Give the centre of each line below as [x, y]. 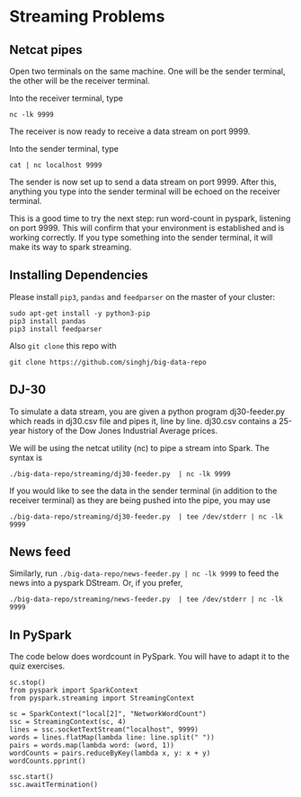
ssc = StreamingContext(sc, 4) [68, 722]
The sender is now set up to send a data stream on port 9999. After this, [143, 182]
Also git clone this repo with [63, 345]
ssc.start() [31, 777]
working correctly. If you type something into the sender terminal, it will [141, 237]
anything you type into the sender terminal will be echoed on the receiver [145, 191]
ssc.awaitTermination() [54, 785]
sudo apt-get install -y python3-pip [80, 313]
